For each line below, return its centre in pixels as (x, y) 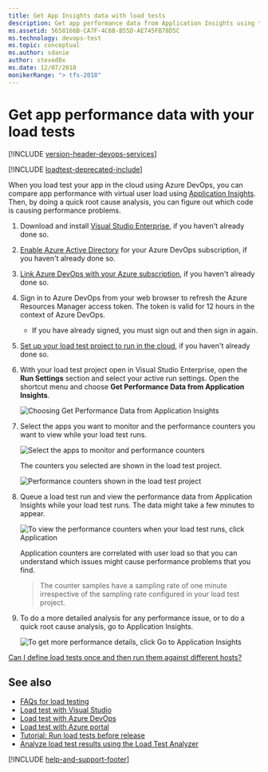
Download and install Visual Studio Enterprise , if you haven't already (132, 225)
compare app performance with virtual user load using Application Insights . (132, 193)
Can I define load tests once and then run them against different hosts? (125, 657)
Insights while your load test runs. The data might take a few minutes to (137, 505)
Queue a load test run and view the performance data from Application (136, 496)
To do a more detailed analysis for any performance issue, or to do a (132, 618)
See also (30, 682)
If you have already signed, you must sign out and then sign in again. (145, 330)
